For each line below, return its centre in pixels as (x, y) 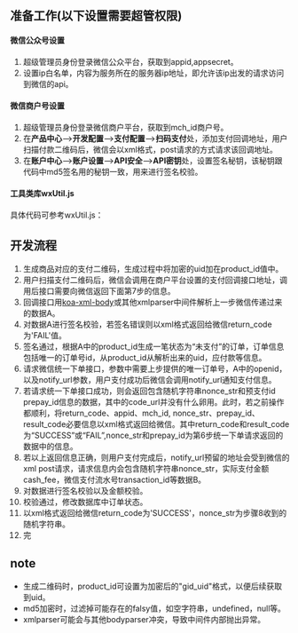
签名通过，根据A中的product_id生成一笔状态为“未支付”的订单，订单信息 (153, 346)
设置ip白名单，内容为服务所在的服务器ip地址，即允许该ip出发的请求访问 (153, 73)
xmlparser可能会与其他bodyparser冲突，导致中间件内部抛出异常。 (144, 619)
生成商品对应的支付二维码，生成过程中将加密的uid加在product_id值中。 (153, 268)
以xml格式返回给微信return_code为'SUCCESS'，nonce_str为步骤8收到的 (155, 512)
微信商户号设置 (37, 106)
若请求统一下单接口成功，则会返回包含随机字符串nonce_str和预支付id (149, 391)
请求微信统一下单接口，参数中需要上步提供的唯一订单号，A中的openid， (155, 368)
